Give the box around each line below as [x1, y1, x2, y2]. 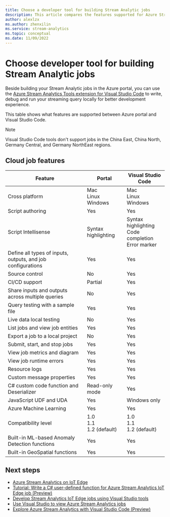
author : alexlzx [5, 17, 39, 22]
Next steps [5, 466, 40, 475]
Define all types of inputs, [8, 249, 69, 256]
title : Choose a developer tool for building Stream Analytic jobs [5, 7, 151, 13]
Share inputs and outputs [8, 286, 68, 294]
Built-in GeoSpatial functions [8, 448, 77, 456]
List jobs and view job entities [8, 324, 78, 331]
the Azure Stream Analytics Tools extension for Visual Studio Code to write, [5, 90, 163, 96]
